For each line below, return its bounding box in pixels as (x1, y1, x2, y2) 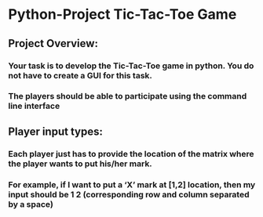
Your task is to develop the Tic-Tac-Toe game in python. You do (8, 60, 254, 71)
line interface (8, 100, 60, 111)
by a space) (8, 198, 53, 209)
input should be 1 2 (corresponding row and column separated (8, 189, 250, 200)
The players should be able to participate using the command (8, 91, 247, 102)
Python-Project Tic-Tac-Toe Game (8, 5, 237, 24)
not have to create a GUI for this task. (8, 70, 153, 81)
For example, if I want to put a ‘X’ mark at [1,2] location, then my (8, 179, 256, 190)
